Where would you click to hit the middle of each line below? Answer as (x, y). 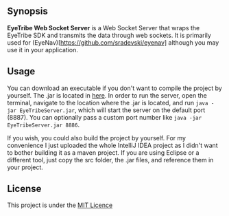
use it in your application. (43, 50)
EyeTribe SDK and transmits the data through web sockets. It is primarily (109, 35)
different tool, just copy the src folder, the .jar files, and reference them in (110, 160)
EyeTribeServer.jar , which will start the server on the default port (112, 110)
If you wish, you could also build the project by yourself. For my (97, 138)
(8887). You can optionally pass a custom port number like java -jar (105, 117)
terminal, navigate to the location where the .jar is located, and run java (108, 102)
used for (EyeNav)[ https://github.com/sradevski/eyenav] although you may (113, 42)
